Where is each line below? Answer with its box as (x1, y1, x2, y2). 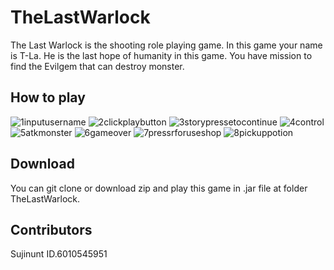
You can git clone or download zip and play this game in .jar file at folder (10, 182, 308, 194)
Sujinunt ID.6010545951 (10, 248, 108, 260)
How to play (10, 89, 86, 106)
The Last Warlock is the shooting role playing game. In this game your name (10, 39, 323, 51)
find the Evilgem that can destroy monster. (10, 60, 185, 72)
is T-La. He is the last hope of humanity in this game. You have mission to (10, 49, 313, 61)
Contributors (10, 221, 93, 238)
